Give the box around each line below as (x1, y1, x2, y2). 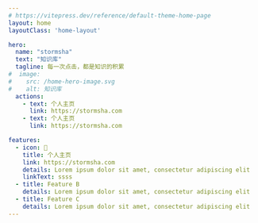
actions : (15, 92, 44, 100)
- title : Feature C (15, 195, 80, 203)
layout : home (8, 19, 52, 27)
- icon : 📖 (15, 144, 48, 152)
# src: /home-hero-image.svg (8, 77, 115, 86)
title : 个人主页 (22, 151, 71, 159)
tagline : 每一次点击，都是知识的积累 (15, 63, 125, 71)
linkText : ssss (22, 173, 73, 181)
